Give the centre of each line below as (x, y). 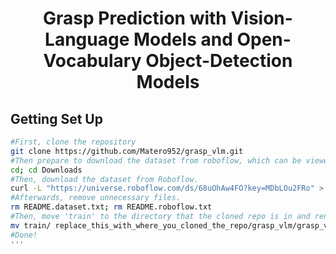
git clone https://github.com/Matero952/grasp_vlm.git (127, 151)
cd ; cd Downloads (46, 170)
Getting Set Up (56, 118)
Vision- (261, 18)
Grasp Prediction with (135, 18)
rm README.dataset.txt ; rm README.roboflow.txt (111, 207)
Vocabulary (92, 61)
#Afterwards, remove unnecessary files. (96, 198)
